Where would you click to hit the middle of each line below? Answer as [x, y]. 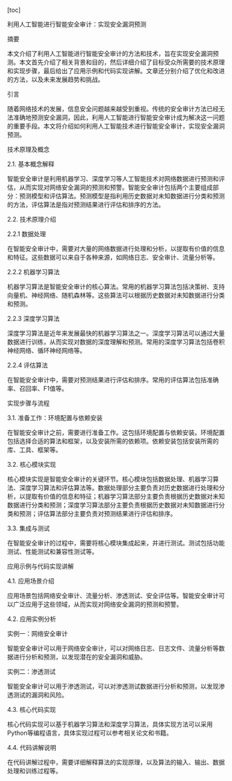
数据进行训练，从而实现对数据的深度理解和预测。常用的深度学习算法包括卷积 [116, 342]
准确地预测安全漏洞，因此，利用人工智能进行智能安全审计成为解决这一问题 [119, 117]
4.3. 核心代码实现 [32, 710]
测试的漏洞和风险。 [40, 695]
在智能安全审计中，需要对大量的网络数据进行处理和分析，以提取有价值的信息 [116, 249]
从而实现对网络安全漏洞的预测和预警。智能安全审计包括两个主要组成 [116, 187]
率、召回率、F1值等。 [37, 388]
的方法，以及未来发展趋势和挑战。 [56, 79]
